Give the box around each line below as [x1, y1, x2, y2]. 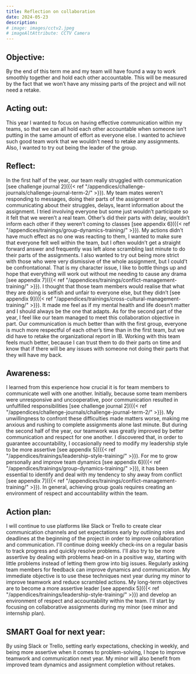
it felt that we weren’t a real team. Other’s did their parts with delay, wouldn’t [6, 214, 190, 221]
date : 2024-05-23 [6, 14, 49, 20]
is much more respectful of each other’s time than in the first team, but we [6, 326, 185, 333]
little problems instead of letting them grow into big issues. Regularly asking [6, 560, 189, 567]
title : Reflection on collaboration [6, 8, 95, 15]
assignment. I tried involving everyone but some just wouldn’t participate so [6, 208, 188, 215]
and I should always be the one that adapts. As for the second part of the [6, 308, 183, 315]
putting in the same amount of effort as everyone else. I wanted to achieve [6, 132, 185, 139]
